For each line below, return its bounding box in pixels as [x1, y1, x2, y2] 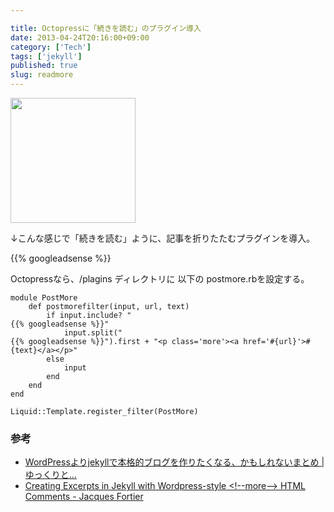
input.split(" [63, 328, 123, 338]
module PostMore [10, 293, 78, 303]
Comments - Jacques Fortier [24, 491, 144, 503]
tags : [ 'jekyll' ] [10, 51, 83, 61]
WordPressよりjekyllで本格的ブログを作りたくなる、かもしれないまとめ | [24, 456, 325, 468]
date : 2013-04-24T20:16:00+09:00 [10, 32, 150, 43]
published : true [10, 61, 78, 71]
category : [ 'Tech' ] [10, 42, 92, 52]
